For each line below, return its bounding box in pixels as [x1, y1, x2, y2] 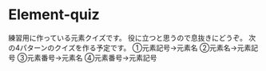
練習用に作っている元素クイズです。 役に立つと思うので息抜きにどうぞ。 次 [8, 33, 256, 42]
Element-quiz [8, 6, 100, 24]
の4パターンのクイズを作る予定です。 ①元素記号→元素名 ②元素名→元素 [8, 42, 252, 53]
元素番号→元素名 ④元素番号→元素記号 [26, 53, 157, 62]
